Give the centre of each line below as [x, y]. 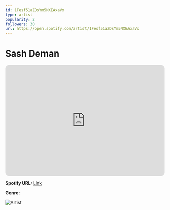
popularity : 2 [20, 19]
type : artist [19, 15]
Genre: [13, 193]
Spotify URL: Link [24, 183]
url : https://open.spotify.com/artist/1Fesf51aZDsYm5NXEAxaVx [72, 29]
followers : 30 [20, 24]
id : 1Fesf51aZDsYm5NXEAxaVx [35, 10]
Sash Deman [32, 54]
